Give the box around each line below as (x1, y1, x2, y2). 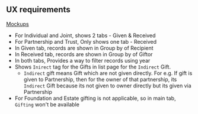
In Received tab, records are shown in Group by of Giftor (14, 50, 153, 58)
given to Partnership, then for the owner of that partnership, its (23, 76, 177, 83)
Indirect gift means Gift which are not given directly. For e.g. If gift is (23, 69, 193, 76)
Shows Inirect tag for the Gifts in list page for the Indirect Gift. (14, 63, 171, 70)
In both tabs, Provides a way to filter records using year (14, 57, 151, 64)
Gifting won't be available (14, 100, 80, 108)
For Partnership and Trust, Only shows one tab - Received (14, 38, 157, 45)
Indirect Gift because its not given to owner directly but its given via (23, 82, 191, 89)
